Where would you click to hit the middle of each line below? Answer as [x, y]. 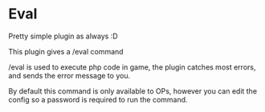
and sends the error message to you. [69, 75]
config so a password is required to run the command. [98, 99]
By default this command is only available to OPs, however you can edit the [133, 91]
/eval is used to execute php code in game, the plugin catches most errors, [132, 67]
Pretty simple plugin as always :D [63, 36]
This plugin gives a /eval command [66, 51]
